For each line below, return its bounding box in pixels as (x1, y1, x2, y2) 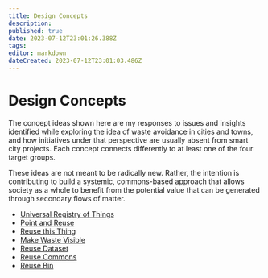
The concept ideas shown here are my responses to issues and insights (8, 118, 246, 127)
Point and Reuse (19, 218, 75, 227)
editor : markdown (8, 49, 67, 57)
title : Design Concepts (8, 11, 89, 20)
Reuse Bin (19, 260, 54, 270)
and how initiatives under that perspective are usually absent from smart (8, 135, 249, 145)
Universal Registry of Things (19, 209, 115, 218)
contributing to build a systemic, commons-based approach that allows (8, 176, 245, 186)
